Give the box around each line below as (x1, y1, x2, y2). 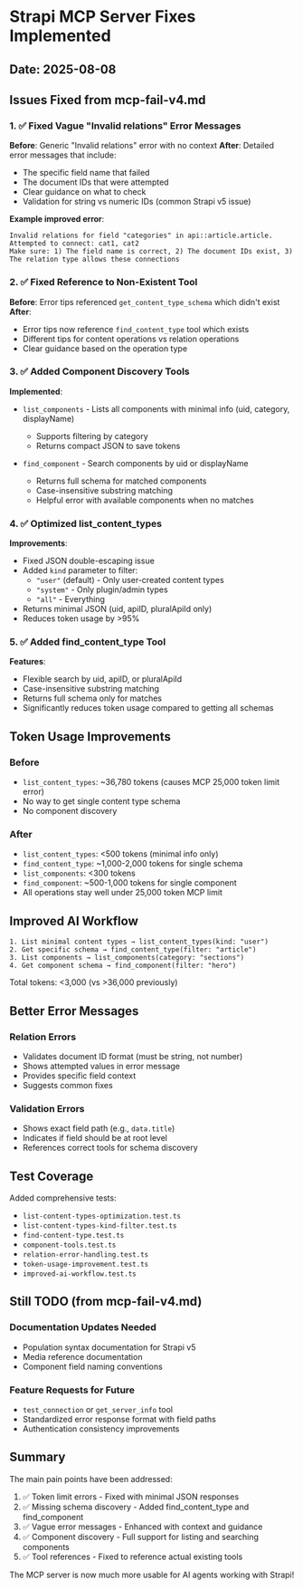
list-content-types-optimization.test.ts (22, 1211, 181, 1221)
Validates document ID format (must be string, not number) (22, 1050, 243, 1061)
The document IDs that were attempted (22, 177, 169, 187)
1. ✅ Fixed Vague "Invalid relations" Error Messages (9, 120, 241, 132)
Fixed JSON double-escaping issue (22, 555, 156, 567)
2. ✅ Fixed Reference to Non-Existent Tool (9, 276, 198, 289)
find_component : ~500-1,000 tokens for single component (22, 877, 237, 888)
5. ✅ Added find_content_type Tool (9, 636, 166, 648)
